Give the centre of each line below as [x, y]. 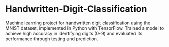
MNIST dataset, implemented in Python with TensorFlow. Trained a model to [85, 28]
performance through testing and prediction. [52, 39]
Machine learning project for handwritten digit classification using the [78, 23]
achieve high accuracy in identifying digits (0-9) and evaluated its [74, 33]
